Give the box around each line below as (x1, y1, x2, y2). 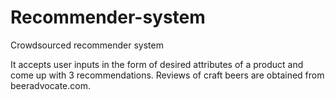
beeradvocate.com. (10, 79, 91, 91)
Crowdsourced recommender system (10, 39, 164, 51)
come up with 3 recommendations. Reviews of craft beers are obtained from (10, 69, 325, 81)
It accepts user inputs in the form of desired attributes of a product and (10, 58, 304, 70)
